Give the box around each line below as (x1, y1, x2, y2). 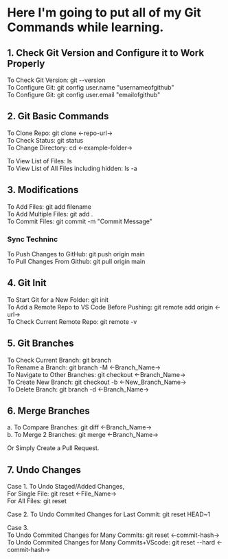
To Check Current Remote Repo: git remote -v (7, 317, 137, 325)
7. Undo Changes (7, 464, 81, 476)
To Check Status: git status (7, 136, 84, 144)
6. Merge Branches (7, 405, 91, 416)
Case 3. (7, 524, 29, 532)
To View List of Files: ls (7, 156, 72, 165)
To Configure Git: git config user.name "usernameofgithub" (7, 83, 174, 91)
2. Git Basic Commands (7, 110, 109, 122)
